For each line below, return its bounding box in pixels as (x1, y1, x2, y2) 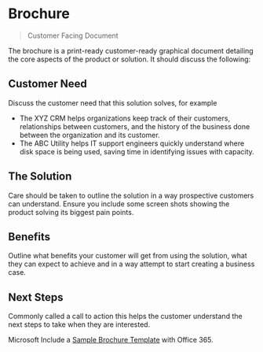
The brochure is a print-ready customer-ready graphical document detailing (8, 46, 254, 55)
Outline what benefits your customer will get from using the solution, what (8, 251, 247, 261)
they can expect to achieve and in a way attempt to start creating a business (8, 259, 255, 269)
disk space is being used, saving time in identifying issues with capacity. (19, 146, 255, 156)
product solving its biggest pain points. (8, 207, 134, 217)
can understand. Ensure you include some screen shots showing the (8, 198, 230, 209)
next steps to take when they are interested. (8, 320, 151, 329)
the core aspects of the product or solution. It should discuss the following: (8, 54, 251, 64)
